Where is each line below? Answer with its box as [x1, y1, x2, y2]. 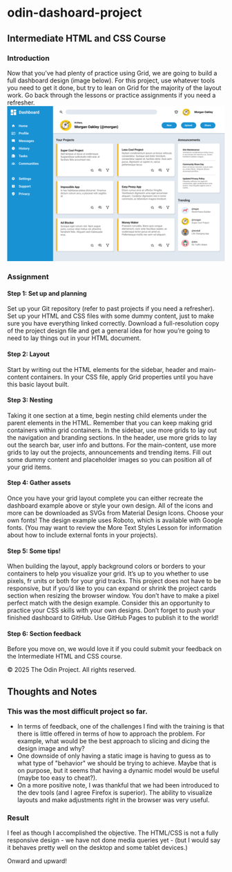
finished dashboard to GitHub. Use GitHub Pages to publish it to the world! [7, 614, 219, 622]
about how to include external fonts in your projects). [7, 531, 158, 539]
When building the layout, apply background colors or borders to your [7, 562, 206, 571]
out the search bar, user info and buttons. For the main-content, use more [7, 441, 217, 449]
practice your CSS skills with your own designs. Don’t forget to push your [7, 606, 215, 614]
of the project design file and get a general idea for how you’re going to [7, 327, 211, 335]
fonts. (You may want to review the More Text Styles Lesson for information [7, 523, 222, 531]
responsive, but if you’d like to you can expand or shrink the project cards [7, 584, 217, 593]
